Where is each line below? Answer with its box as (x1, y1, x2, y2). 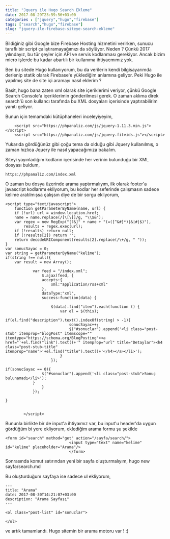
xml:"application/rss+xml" (50, 282, 108, 287)
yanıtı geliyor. (5, 104, 34, 110)
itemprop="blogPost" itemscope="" (18, 331, 93, 336)
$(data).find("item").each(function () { (50, 304, 140, 309)
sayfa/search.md (5, 463, 41, 470)
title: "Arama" (5, 488, 38, 493)
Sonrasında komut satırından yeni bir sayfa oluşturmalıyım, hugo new (5, 458, 150, 464)
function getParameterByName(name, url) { (14, 206, 106, 211)
